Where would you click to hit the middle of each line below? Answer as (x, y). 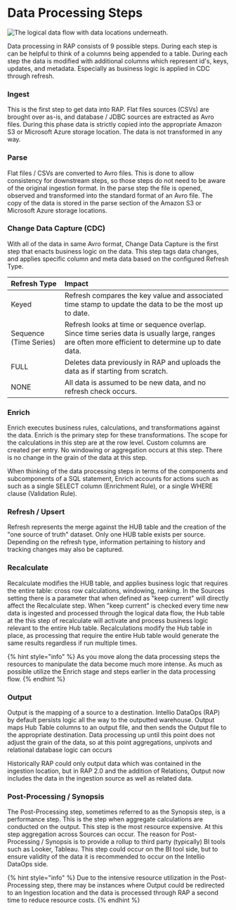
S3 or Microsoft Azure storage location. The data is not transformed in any (115, 132)
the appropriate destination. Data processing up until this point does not (111, 735)
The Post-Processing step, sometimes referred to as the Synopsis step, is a (117, 812)
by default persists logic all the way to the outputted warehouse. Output (111, 720)
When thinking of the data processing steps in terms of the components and (118, 471)
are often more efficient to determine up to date (143, 342)
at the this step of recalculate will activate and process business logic (108, 620)
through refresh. (31, 76)
